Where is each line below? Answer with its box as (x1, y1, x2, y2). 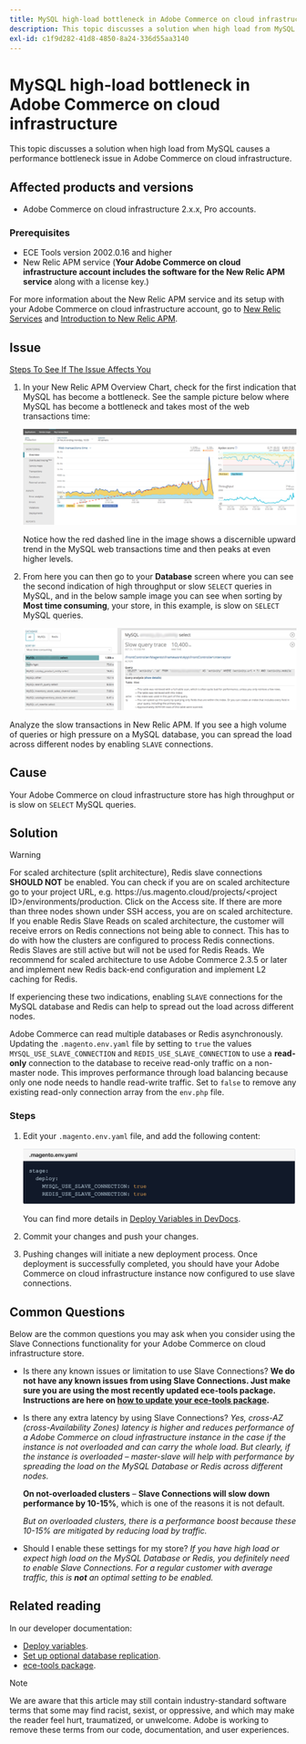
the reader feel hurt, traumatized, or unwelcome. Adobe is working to (9, 1714, 269, 1725)
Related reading (9, 1598, 102, 1614)
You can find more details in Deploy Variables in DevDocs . (22, 1214, 241, 1225)
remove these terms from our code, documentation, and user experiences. (9, 1724, 290, 1735)
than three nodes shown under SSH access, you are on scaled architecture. (9, 906, 293, 917)
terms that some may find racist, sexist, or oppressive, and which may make (9, 1705, 295, 1716)
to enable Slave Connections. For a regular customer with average (22, 1562, 273, 1573)
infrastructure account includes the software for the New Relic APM (22, 266, 285, 277)
